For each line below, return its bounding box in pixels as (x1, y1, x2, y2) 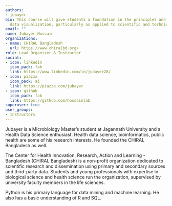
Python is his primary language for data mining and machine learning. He (5, 189, 160, 195)
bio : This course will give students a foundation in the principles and (5, 17, 166, 22)
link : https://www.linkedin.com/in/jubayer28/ (10, 70, 111, 75)
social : (5, 55, 22, 60)
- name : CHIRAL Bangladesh (5, 41, 63, 46)
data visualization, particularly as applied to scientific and (10, 21, 150, 27)
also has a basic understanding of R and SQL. (5, 195, 101, 201)
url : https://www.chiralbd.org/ (10, 45, 79, 51)
